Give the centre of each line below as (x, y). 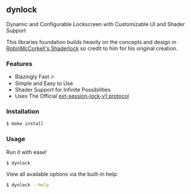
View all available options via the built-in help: (62, 174)
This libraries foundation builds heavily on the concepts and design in (91, 42)
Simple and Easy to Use (44, 83)
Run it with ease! (26, 152)
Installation (23, 111)
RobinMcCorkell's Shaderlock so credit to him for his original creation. (92, 48)
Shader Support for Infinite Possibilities (63, 90)
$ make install (25, 124)
